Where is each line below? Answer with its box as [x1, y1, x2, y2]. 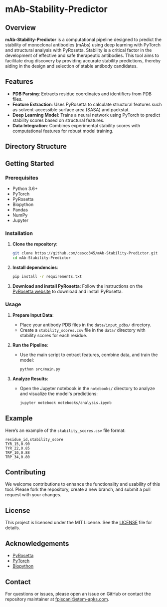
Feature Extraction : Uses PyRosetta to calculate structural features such [12, 101, 162, 107]
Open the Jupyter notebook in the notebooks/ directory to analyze [19, 385, 156, 391]
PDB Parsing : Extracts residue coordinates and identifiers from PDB [12, 91, 152, 97]
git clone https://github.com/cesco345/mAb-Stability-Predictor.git [12, 251, 158, 256]
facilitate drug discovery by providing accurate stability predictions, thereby [5, 58, 161, 63]
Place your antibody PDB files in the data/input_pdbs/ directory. [19, 322, 152, 328]
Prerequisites [5, 174, 38, 181]
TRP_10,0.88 [5, 450, 30, 455]
